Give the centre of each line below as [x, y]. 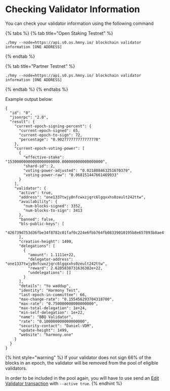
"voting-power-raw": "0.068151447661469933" [71, 175]
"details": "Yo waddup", [45, 286]
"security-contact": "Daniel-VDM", [56, 326]
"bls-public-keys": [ [41, 224]
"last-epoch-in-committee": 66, [53, 295]
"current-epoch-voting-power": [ [50, 148]
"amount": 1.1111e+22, [52, 255]
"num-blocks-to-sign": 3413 [53, 210]
